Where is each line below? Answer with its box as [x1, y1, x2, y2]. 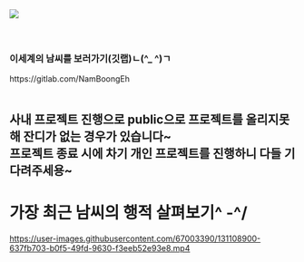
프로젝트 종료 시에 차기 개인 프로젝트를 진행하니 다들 [9, 145, 282, 161]
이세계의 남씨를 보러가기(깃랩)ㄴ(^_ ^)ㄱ [9, 52, 172, 64]
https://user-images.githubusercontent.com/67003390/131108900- [9, 233, 261, 244]
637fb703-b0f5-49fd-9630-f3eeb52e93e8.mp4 [9, 242, 191, 253]
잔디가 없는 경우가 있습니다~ [23, 129, 172, 144]
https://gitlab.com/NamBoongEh [9, 73, 130, 84]
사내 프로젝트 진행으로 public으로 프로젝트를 [9, 112, 243, 127]
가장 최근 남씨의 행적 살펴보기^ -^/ [9, 202, 248, 223]
